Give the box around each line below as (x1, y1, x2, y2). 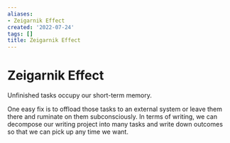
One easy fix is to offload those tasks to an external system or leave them (7, 105, 222, 114)
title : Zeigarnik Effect (7, 37, 81, 44)
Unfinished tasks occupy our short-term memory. (7, 91, 153, 100)
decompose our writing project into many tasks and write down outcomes (7, 120, 224, 129)
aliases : (7, 10, 33, 18)
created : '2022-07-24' (7, 23, 75, 31)
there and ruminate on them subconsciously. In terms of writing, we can (7, 112, 218, 121)
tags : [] (7, 30, 33, 38)
